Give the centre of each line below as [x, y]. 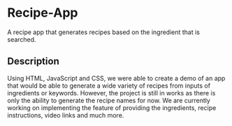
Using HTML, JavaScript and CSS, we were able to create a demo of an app [116, 78]
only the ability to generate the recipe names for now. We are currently [109, 100]
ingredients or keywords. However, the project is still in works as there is [111, 93]
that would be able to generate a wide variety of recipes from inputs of [109, 86]
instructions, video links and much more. [66, 115]
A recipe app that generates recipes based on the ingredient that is [104, 32]
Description [33, 62]
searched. [22, 39]
